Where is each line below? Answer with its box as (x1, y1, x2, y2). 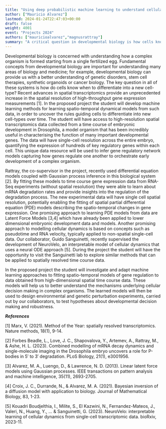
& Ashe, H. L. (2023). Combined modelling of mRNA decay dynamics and (5, 342, 154, 349)
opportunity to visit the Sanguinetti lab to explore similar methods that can (5, 252, 156, 258)
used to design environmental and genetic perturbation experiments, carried (5, 293, 161, 299)
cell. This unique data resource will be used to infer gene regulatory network (5, 147, 161, 153)
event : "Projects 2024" (5, 30, 54, 35)
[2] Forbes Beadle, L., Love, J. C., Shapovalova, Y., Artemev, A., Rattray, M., (5, 337, 159, 343)
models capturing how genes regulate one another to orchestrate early (5, 153, 150, 159)
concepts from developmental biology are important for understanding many (5, 63, 161, 69)
